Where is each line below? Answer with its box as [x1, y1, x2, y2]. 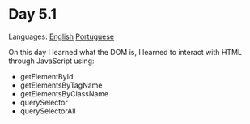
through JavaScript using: [8, 56, 95, 66]
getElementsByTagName [19, 80, 103, 90]
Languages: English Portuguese [8, 32, 115, 41]
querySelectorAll [19, 106, 76, 116]
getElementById [19, 71, 74, 81]
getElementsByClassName [19, 88, 109, 98]
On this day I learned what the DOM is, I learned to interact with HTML [8, 47, 243, 57]
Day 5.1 [8, 5, 57, 24]
